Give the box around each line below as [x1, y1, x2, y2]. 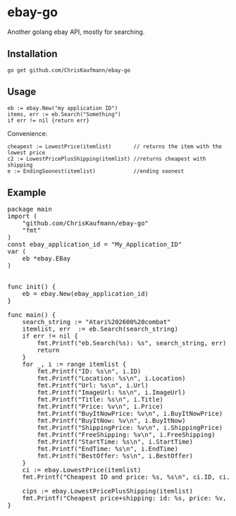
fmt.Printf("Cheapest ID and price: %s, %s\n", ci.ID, [22, 473, 216, 481]
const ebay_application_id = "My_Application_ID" [7, 240, 182, 249]
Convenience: [7, 129, 48, 137]
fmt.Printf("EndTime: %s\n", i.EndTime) [37, 445, 178, 453]
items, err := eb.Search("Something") [7, 111, 121, 118]
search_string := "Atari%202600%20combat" [22, 318, 171, 326]
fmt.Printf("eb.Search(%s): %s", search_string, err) [37, 339, 227, 348]
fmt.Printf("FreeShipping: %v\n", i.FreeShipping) [37, 431, 216, 439]
